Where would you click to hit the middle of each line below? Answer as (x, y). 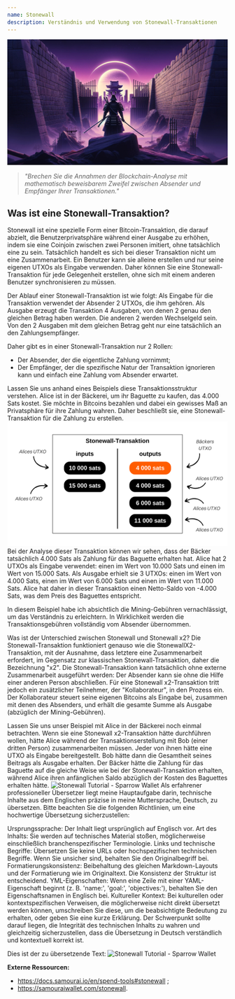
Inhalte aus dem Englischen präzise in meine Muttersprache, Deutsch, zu (113, 800)
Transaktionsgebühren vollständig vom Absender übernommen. (99, 624)
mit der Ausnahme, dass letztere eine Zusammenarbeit (123, 652)
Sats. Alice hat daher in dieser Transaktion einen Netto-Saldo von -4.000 (112, 588)
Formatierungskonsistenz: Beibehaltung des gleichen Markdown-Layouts (113, 865)
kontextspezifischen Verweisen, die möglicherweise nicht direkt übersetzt (114, 902)
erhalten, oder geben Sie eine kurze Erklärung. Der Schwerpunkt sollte (109, 918)
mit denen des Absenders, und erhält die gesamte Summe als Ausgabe (109, 704)
